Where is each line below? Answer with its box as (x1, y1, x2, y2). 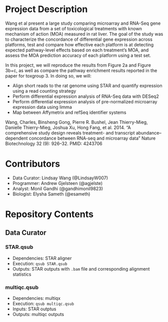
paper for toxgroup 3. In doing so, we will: (5, 73, 92, 79)
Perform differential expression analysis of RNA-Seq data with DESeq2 (12, 93, 159, 99)
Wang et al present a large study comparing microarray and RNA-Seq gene (5, 20, 161, 26)
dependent (5, 135, 28, 141)
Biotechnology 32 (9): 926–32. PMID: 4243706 (5, 140, 103, 147)
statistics (12, 271, 32, 277)
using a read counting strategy (12, 88, 76, 94)
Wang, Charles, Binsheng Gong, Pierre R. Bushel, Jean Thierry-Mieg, (5, 119, 148, 125)
